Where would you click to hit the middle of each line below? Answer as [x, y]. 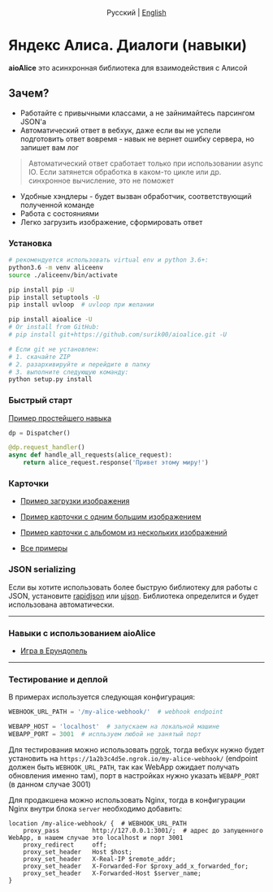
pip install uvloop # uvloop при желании [81, 305]
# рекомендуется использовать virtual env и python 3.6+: [108, 260]
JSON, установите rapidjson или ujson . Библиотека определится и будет [133, 595]
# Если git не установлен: [54, 349]
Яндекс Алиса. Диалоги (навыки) [128, 45]
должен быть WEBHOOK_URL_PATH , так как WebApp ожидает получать [124, 767]
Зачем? [29, 93]
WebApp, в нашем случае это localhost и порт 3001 [96, 838]
